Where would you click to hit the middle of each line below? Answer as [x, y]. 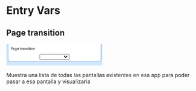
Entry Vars [33, 11]
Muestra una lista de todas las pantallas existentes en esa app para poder [98, 75]
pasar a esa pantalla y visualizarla [48, 81]
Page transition [36, 33]
